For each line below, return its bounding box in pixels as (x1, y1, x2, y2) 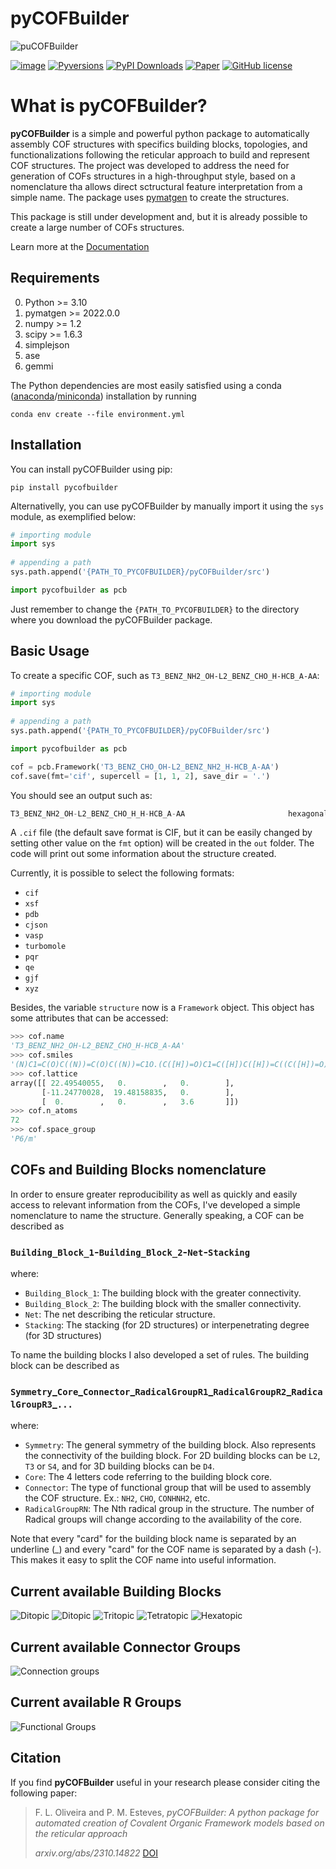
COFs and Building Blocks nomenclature (10, 1162, 267, 1179)
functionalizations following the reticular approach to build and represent (10, 148, 310, 161)
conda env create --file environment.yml (10, 409, 186, 419)
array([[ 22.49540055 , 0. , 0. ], (10, 1078, 235, 1088)
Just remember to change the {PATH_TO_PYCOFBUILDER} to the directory (10, 603, 300, 615)
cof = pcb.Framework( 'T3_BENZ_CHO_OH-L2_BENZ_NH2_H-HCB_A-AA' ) (10, 762, 280, 772)
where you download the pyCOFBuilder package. (10, 613, 213, 626)
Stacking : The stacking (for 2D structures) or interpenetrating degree (24, 1319, 310, 1331)
